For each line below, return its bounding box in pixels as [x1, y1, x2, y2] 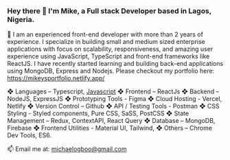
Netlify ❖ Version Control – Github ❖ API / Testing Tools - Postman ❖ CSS [7, 102, 220, 111]
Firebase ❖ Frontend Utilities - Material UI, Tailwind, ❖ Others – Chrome [7, 124, 213, 133]
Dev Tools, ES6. [7, 131, 51, 139]
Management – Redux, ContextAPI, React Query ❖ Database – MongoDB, [7, 117, 216, 125]
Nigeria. [7, 14, 35, 24]
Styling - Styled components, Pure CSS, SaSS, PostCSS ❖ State [7, 109, 189, 117]
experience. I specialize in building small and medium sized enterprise [7, 38, 206, 46]
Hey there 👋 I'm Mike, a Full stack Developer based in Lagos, [7, 6, 211, 16]
